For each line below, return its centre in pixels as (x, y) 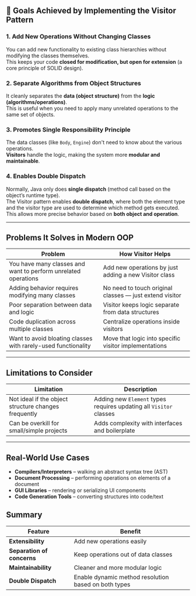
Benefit (130, 531)
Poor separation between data (50, 305)
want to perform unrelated (45, 271)
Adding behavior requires (44, 288)
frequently (23, 414)
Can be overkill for (34, 423)
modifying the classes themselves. (48, 56)
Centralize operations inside (141, 322)
